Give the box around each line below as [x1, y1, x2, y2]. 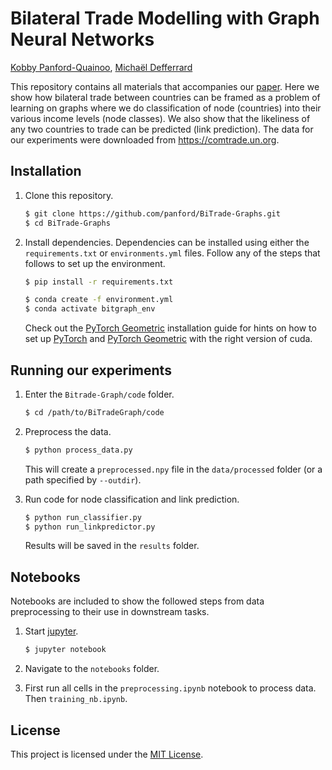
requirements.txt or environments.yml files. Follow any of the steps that [24, 247, 321, 259]
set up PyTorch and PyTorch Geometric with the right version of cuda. [24, 333, 313, 345]
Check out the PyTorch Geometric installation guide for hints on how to [24, 322, 317, 334]
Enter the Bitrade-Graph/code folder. [24, 388, 175, 400]
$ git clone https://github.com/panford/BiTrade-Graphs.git [24, 208, 281, 219]
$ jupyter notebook [24, 645, 107, 655]
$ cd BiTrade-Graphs [24, 218, 111, 228]
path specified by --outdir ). [24, 473, 142, 486]
